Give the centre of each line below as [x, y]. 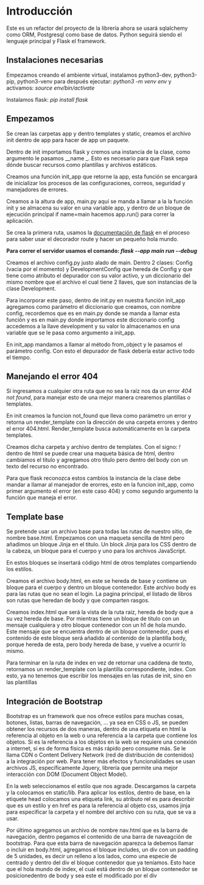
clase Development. [31, 288]
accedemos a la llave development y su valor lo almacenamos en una [93, 326]
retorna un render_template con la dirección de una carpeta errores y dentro [102, 422]
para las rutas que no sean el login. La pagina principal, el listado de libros [99, 594]
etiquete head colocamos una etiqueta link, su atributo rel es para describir [100, 799]
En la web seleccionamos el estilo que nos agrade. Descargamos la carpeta [101, 786]
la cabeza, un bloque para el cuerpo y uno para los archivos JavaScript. [97, 551]
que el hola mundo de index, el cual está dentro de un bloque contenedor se [102, 869]
